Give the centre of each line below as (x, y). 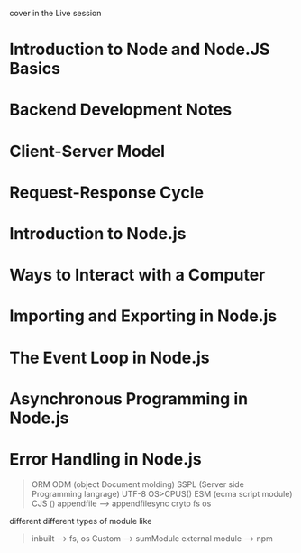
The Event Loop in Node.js (109, 358)
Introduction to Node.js (98, 233)
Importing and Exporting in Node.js (143, 316)
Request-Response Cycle (107, 192)
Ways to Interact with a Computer (137, 275)
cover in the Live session (55, 13)
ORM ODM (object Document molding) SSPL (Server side (138, 484)
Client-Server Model (87, 151)
